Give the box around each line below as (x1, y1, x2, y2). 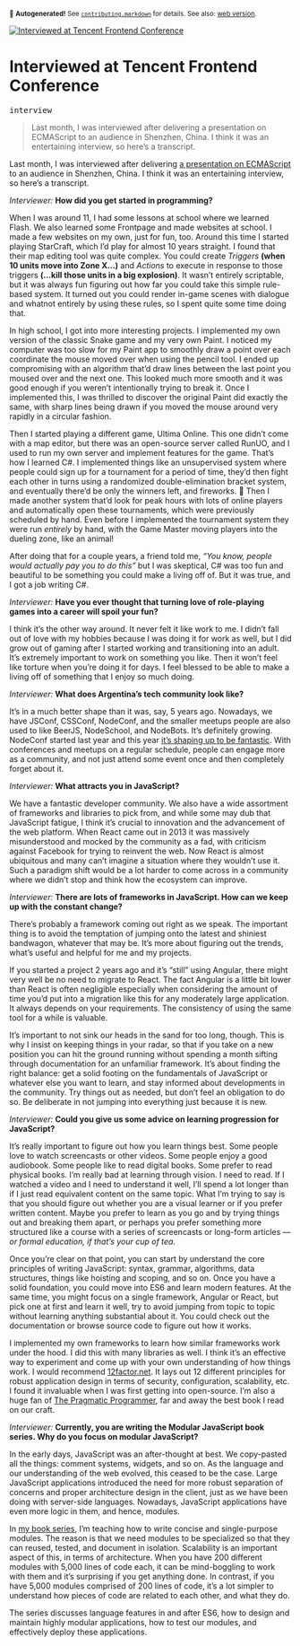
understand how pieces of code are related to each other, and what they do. (9, 1589, 291, 1600)
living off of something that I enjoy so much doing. (9, 670, 195, 682)
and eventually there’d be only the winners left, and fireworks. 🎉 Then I (9, 486, 270, 496)
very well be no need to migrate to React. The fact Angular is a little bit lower (9, 974, 292, 985)
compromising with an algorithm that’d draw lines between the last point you (9, 363, 291, 373)
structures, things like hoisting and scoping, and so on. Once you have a (9, 1272, 276, 1283)
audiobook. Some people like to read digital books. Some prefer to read (9, 1160, 273, 1170)
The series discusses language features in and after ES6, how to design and (9, 1607, 290, 1618)
